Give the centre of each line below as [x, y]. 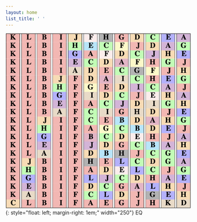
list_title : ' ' [25, 19]
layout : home [21, 12]
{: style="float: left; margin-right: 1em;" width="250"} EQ [74, 213]
